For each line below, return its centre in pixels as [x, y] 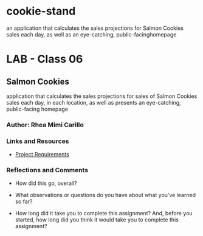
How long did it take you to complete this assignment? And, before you [104, 213]
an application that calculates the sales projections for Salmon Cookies [95, 28]
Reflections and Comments [47, 170]
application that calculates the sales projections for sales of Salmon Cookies [102, 96]
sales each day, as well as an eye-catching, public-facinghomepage [91, 34]
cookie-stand [41, 11]
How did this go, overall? [46, 183]
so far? [24, 201]
